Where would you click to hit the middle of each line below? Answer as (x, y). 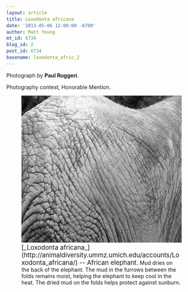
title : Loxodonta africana (40, 19)
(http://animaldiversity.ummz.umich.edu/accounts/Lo (100, 255)
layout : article (27, 13)
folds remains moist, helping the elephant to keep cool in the (97, 276)
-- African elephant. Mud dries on (126, 262)
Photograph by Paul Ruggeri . (43, 75)
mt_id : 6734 (21, 38)
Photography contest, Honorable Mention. (59, 87)
